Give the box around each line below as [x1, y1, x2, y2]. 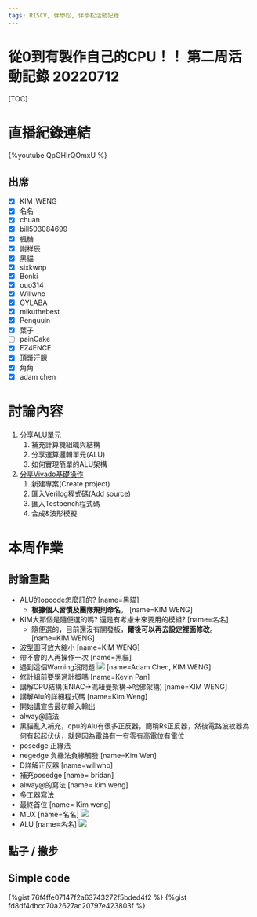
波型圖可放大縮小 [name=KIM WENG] [19, 642, 140, 652]
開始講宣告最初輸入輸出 [19, 701, 96, 711]
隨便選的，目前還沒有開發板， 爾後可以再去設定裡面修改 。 [31, 624, 217, 633]
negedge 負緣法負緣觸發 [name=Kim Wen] [19, 750, 157, 760]
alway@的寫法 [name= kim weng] [19, 779, 128, 790]
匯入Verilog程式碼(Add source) [31, 489, 132, 498]
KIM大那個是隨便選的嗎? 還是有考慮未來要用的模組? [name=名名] [19, 614, 229, 624]
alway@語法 [19, 711, 60, 721]
